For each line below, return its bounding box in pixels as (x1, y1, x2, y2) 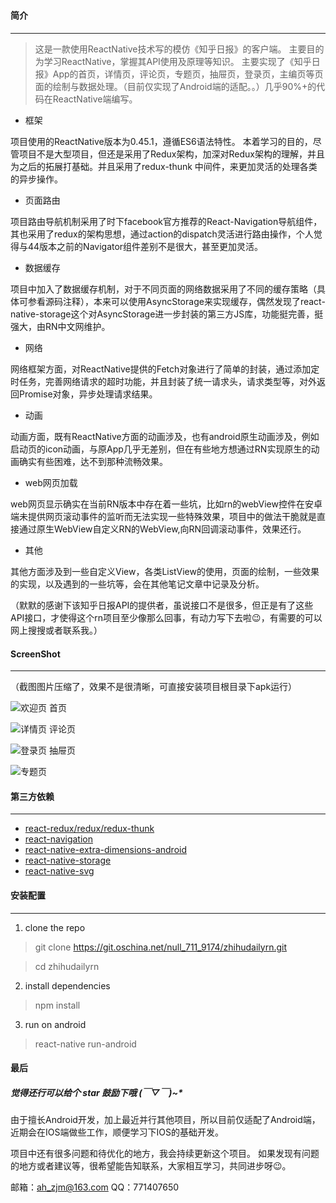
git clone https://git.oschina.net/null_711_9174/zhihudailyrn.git (34, 941, 288, 953)
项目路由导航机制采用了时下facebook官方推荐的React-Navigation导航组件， (10, 215, 323, 227)
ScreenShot (10, 648, 61, 660)
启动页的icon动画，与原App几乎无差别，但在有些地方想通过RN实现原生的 (10, 443, 312, 455)
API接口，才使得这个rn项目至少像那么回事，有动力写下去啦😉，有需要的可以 (10, 611, 323, 623)
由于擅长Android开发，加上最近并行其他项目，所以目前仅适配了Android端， (10, 1114, 321, 1126)
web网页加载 (24, 476, 78, 488)
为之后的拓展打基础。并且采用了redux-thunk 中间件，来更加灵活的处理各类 (10, 160, 318, 172)
